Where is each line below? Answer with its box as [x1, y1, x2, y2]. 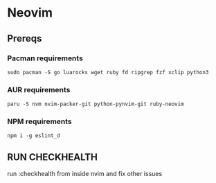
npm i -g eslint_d [7, 132, 60, 139]
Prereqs [7, 33, 42, 44]
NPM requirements [7, 116, 73, 126]
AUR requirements [7, 85, 71, 94]
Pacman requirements [7, 53, 83, 63]
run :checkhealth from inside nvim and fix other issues [7, 170, 163, 178]
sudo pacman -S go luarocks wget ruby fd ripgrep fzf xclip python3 [7, 69, 209, 76]
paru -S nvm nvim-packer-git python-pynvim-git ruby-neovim [7, 101, 185, 108]
